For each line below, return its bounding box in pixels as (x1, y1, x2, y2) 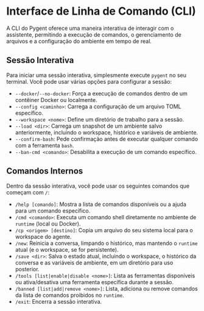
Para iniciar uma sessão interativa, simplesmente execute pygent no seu (6, 71, 187, 79)
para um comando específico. (15, 207, 91, 214)
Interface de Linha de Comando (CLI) (6, 4, 196, 18)
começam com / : (6, 188, 50, 196)
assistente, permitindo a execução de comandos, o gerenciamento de (6, 31, 181, 38)
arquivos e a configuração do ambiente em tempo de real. (6, 37, 152, 45)
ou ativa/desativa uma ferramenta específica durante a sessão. (15, 278, 174, 285)
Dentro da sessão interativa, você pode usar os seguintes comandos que (6, 182, 190, 189)
